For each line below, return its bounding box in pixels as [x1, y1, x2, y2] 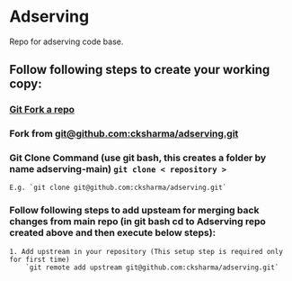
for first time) [9, 255, 70, 264]
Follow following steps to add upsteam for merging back [9, 204, 260, 217]
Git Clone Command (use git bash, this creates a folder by [9, 151, 267, 164]
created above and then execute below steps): [9, 227, 217, 240]
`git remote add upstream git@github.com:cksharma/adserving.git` [25, 263, 279, 272]
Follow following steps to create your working [9, 62, 270, 77]
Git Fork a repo [9, 104, 75, 116]
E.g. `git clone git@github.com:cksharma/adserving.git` [9, 183, 227, 193]
